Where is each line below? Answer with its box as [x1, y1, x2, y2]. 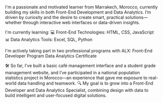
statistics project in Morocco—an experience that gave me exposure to [5, 75, 148, 81]
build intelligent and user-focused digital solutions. [5, 92, 107, 98]
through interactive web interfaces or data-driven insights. [22, 19, 140, 25]
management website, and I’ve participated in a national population [5, 70, 140, 75]
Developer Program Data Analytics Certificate [5, 53, 97, 59]
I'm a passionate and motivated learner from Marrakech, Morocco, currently [5, 4, 158, 10]
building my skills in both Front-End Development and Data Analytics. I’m [5, 9, 151, 15]
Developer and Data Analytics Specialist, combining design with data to [5, 87, 149, 93]
